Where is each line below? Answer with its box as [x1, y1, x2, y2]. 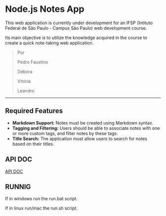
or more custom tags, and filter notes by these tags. [12, 130, 118, 136]
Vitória [17, 78, 31, 84]
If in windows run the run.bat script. [5, 196, 78, 202]
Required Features [5, 107, 63, 115]
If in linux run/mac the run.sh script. [5, 205, 78, 211]
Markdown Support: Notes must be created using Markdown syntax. [12, 120, 154, 126]
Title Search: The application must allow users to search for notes [12, 135, 147, 141]
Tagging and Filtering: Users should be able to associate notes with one [12, 125, 160, 131]
